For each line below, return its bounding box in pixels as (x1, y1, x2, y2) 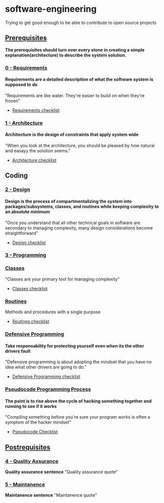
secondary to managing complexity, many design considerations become (5, 225, 153, 231)
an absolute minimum (5, 208, 50, 214)
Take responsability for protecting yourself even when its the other (5, 343, 144, 349)
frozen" (5, 98, 21, 103)
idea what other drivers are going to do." (5, 364, 87, 370)
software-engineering (5, 3, 97, 15)
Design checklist (12, 239, 46, 246)
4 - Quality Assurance (5, 457, 59, 464)
